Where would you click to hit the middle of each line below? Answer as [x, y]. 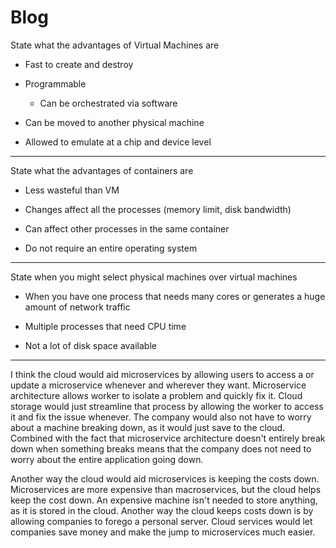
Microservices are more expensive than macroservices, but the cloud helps [166, 489]
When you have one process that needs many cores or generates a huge [175, 296]
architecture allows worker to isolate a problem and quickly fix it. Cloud [156, 395]
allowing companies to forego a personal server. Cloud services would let [161, 521]
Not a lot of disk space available [90, 345]
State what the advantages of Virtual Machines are [115, 45]
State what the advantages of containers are [102, 170]
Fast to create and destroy [79, 64]
